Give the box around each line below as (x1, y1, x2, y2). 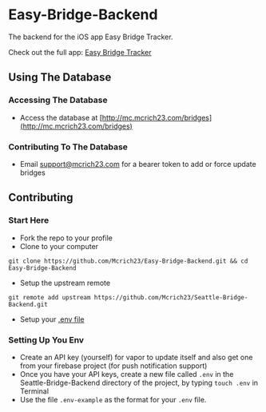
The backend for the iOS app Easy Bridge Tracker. (8, 32, 173, 42)
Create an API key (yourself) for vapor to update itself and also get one (19, 352, 253, 362)
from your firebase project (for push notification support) (19, 361, 208, 370)
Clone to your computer (19, 241, 98, 251)
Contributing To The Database (8, 141, 128, 153)
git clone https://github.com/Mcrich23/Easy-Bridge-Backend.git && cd (8, 257, 248, 265)
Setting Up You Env (8, 334, 85, 345)
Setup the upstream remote (19, 278, 110, 287)
